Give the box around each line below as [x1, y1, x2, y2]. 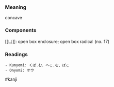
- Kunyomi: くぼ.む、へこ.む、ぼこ [5, 62, 69, 68]
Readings [5, 51, 28, 58]
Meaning [5, 4, 27, 11]
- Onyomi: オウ [5, 68, 34, 72]
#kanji [5, 76, 17, 82]
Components [5, 27, 36, 34]
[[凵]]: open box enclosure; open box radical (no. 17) [5, 38, 110, 44]
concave [5, 15, 23, 21]
